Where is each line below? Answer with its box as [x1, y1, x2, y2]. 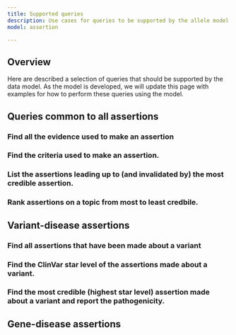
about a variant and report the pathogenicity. [7, 296, 165, 306]
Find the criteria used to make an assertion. [7, 150, 160, 160]
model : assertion [7, 23, 59, 30]
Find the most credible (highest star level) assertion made [7, 288, 211, 297]
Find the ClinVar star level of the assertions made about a [7, 259, 208, 269]
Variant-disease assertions [7, 219, 130, 231]
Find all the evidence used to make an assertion [7, 132, 175, 142]
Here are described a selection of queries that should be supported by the [7, 75, 224, 84]
